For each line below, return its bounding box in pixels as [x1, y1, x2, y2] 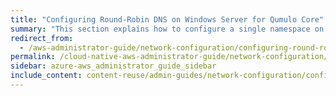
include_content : [10, 71, 83, 81]
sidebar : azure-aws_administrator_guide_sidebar [10, 61, 217, 71]
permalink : [10, 52, 56, 62]
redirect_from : [10, 33, 74, 43]
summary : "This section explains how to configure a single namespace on [10, 24, 325, 34]
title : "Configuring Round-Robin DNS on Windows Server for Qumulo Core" [10, 14, 325, 25]
